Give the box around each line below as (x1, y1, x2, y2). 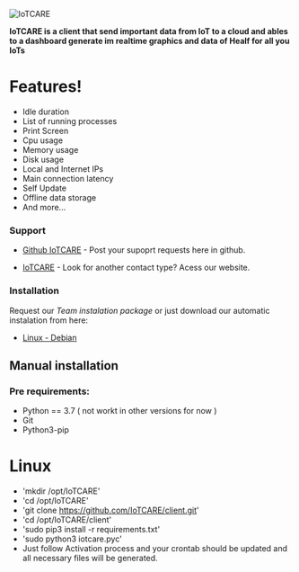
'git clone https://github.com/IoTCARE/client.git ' (22, 505, 199, 516)
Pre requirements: (9, 385, 90, 398)
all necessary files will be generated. (22, 553, 159, 564)
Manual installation (9, 358, 119, 373)
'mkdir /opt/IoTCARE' (22, 486, 101, 496)
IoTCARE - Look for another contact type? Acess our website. (22, 262, 251, 273)
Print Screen (22, 125, 69, 136)
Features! (9, 76, 83, 97)
